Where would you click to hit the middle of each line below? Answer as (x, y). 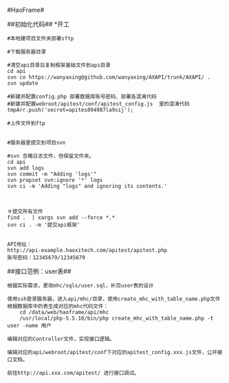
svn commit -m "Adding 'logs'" (52, 174)
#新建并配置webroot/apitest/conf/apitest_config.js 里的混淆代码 (99, 104)
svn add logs (26, 168)
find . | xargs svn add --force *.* (61, 218)
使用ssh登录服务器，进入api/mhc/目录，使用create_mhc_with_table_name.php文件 (114, 299)
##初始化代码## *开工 (39, 24)
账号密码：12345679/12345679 (46, 258)
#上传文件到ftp (26, 123)
